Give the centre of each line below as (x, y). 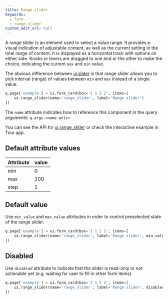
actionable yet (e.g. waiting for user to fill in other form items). (69, 273)
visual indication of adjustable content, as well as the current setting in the (82, 48)
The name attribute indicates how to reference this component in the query (81, 112)
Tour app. (15, 132)
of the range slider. (24, 222)
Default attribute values (43, 148)
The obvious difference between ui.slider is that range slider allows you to (81, 73)
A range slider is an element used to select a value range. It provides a (77, 42)
